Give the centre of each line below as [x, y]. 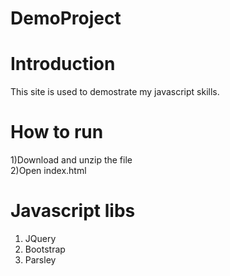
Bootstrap [45, 249]
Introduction [63, 64]
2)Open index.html [48, 171]
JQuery [40, 238]
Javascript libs [73, 211]
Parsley [40, 260]
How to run [57, 132]
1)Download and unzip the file [71, 160]
